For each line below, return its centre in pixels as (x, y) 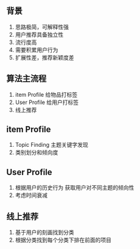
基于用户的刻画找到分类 (44, 232)
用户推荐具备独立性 (39, 34)
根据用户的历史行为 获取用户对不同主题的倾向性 (75, 188)
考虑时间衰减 (31, 195)
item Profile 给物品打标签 (46, 94)
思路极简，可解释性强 (42, 27)
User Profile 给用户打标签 (47, 102)
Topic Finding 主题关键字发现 (51, 145)
